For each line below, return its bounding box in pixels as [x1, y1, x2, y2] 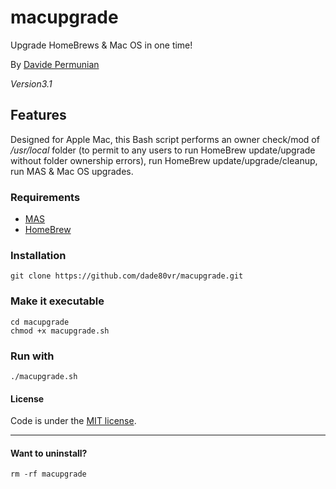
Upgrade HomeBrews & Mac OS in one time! [10, 39, 193, 51]
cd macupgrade [10, 317, 70, 327]
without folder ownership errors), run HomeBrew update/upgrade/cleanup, [10, 154, 318, 166]
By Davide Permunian [10, 58, 100, 70]
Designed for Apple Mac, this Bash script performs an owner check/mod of [10, 133, 320, 145]
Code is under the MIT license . [10, 415, 137, 427]
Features [10, 107, 67, 124]
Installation [10, 248, 67, 262]
